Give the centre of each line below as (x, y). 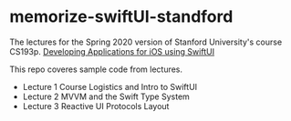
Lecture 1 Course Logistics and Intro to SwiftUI (110, 86)
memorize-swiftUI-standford (121, 17)
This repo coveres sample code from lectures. (96, 69)
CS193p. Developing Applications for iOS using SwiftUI (112, 51)
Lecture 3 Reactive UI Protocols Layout (96, 106)
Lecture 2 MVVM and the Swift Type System (106, 96)
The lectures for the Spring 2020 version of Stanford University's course (146, 42)
